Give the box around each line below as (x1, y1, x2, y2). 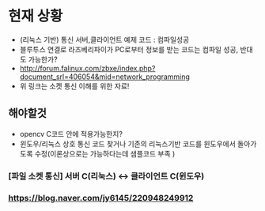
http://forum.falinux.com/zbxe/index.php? (19, 63, 156, 73)
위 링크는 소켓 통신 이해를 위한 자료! (19, 81, 130, 91)
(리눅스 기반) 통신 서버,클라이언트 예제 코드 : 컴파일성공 (19, 35, 190, 44)
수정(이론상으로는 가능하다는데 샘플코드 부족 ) (34, 149, 176, 158)
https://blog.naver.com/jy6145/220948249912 (8, 192, 194, 203)
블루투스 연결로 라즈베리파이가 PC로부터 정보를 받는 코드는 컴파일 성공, (19, 44, 239, 54)
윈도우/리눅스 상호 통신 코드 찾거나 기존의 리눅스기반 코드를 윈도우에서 (19, 139, 236, 149)
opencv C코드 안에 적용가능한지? (19, 129, 123, 138)
